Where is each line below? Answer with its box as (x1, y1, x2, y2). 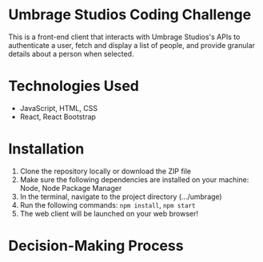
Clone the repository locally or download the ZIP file (19, 166, 192, 176)
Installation (8, 140, 85, 158)
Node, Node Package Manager (19, 183, 122, 193)
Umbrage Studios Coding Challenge (8, 6, 252, 24)
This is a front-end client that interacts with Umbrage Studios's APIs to (8, 32, 241, 42)
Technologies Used (8, 77, 140, 95)
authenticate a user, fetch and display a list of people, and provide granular (8, 40, 256, 50)
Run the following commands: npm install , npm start (19, 200, 196, 209)
